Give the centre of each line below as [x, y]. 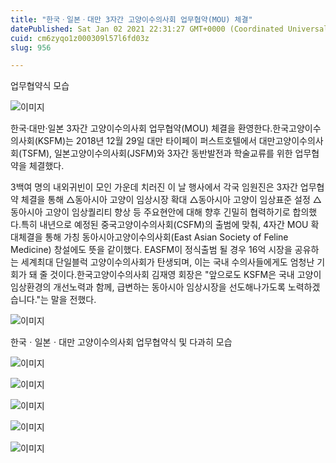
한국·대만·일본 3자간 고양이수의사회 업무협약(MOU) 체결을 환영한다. [141, 128]
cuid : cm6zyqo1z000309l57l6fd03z [80, 38]
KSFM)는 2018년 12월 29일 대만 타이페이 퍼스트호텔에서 [147, 141]
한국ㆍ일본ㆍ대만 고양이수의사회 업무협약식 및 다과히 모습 [121, 342]
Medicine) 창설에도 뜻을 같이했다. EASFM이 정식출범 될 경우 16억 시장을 [151, 250]
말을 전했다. [73, 300]
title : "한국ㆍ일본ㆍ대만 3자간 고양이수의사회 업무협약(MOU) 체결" [131, 19]
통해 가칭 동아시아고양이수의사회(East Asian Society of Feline [166, 237]
